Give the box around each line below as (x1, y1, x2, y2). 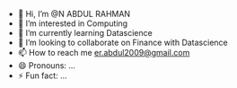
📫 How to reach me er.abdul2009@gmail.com (17, 48, 190, 57)
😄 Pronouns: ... (17, 60, 76, 71)
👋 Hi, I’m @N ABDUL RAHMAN (17, 9, 131, 19)
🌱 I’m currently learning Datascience (17, 28, 153, 38)
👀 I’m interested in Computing (17, 18, 128, 29)
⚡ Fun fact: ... (17, 70, 67, 81)
